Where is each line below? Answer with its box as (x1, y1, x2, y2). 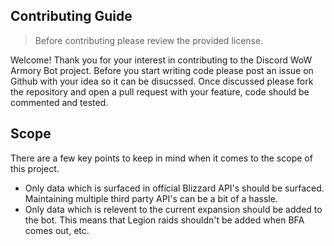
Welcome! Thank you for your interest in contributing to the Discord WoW (10, 54, 313, 66)
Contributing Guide (10, 8, 133, 25)
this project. (10, 162, 60, 174)
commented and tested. (10, 96, 109, 108)
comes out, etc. (24, 224, 90, 236)
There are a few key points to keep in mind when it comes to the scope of (10, 152, 313, 164)
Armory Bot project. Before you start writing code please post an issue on (10, 64, 314, 76)
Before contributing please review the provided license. (34, 34, 264, 46)
